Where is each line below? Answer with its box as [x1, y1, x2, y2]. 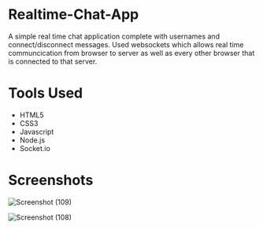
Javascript [19, 127, 54, 136]
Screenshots [8, 172, 94, 190]
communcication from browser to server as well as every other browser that [8, 48, 255, 57]
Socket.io [19, 143, 51, 153]
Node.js [19, 135, 46, 145]
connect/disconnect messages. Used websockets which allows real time [8, 39, 244, 49]
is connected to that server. [8, 57, 98, 66]
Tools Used [8, 84, 83, 102]
